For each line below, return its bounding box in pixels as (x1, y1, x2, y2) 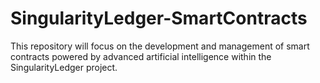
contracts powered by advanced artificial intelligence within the (10, 50, 272, 62)
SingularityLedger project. (10, 61, 118, 73)
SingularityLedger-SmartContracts (10, 7, 308, 30)
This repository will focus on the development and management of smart (10, 40, 310, 52)
